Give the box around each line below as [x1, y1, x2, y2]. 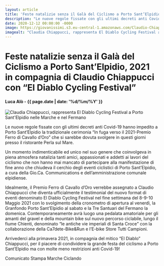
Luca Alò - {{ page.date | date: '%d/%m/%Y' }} [5, 98, 103, 104]
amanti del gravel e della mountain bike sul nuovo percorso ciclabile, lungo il [5, 216, 159, 222]
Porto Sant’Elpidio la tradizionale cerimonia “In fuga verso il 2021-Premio [5, 129, 151, 135]
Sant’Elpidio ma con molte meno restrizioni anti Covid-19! [5, 246, 121, 252]
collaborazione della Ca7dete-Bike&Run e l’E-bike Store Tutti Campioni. [5, 226, 148, 232]
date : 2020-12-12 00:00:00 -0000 [5, 21, 73, 26]
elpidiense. [5, 175, 27, 181]
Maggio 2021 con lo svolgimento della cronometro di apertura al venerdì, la [5, 200, 156, 206]
